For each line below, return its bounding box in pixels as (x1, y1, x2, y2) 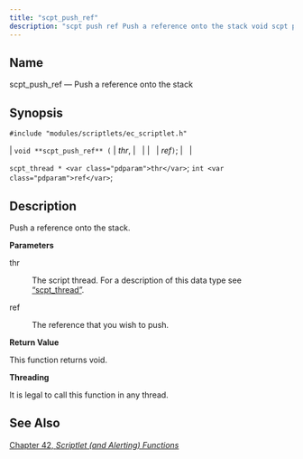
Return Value (9, 336, 60, 348)
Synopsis (9, 105, 63, 120)
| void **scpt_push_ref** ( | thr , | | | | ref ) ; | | (9, 145, 192, 156)
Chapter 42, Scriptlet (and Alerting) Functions (9, 439, 179, 450)
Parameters (9, 239, 54, 250)
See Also (9, 416, 60, 431)
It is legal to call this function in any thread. (9, 389, 169, 400)
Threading (9, 371, 50, 382)
